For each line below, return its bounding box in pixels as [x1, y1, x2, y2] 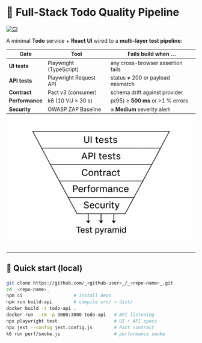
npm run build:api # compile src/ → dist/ [6, 299, 133, 305]
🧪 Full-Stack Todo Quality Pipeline [6, 5, 179, 19]
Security [8, 105, 31, 113]
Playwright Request [47, 74, 96, 81]
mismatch [110, 80, 135, 87]
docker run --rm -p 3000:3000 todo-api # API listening [6, 312, 155, 318]
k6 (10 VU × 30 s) [47, 97, 93, 104]
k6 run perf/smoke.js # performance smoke [6, 331, 165, 337]
